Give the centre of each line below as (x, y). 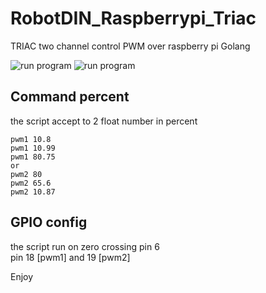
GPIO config (49, 222)
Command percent (70, 97)
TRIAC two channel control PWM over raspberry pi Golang (130, 46)
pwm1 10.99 (33, 148)
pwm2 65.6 (31, 183)
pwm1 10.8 (31, 139)
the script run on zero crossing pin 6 (85, 246)
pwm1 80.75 (33, 157)
